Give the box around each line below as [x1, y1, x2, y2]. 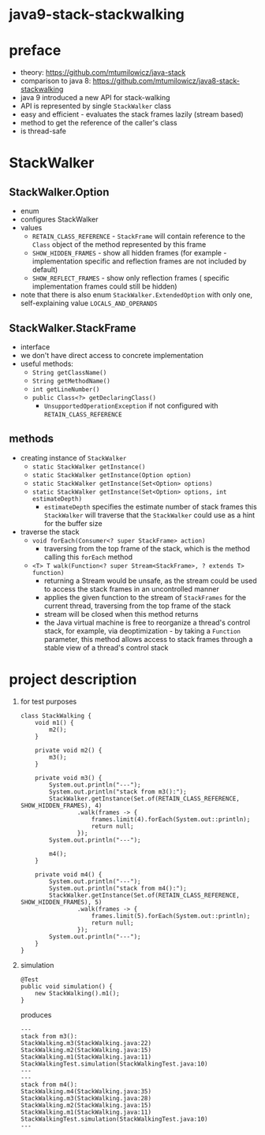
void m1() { [35, 719, 74, 726]
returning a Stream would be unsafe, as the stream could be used [43, 576, 257, 585]
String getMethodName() [32, 377, 111, 385]
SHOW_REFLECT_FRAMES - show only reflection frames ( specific [32, 274, 230, 283]
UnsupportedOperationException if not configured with [43, 401, 219, 410]
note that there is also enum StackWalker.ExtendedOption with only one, [20, 290, 253, 300]
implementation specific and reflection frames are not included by [32, 256, 247, 266]
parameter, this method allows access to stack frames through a [43, 634, 253, 644]
